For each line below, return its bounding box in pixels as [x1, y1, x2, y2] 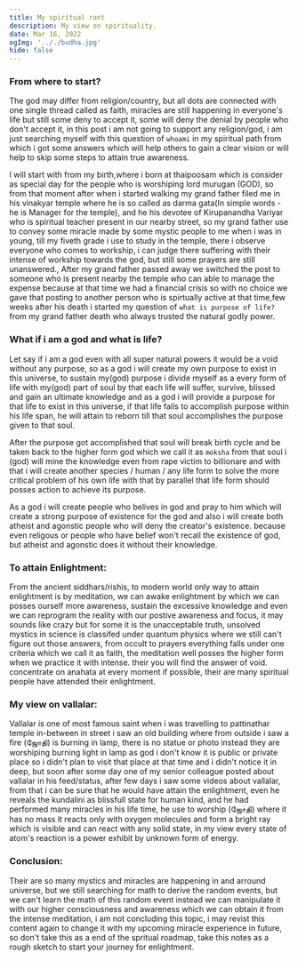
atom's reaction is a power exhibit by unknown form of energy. [9, 833, 238, 844]
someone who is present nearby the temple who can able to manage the [9, 273, 275, 284]
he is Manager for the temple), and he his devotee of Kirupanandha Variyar [9, 207, 284, 218]
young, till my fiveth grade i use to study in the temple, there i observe [9, 236, 266, 246]
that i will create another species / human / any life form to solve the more [9, 465, 280, 476]
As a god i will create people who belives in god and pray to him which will [9, 501, 282, 512]
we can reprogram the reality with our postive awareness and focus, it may [9, 610, 284, 621]
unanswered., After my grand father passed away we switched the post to [9, 264, 281, 275]
